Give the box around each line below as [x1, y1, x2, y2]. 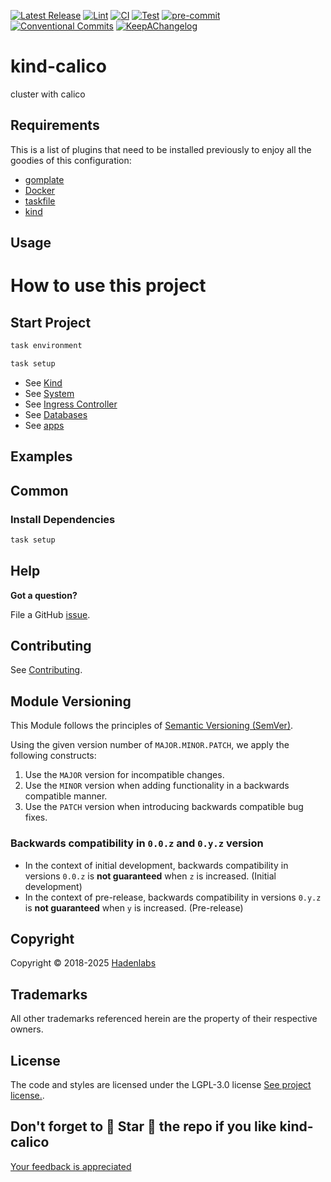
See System [24, 387, 75, 399]
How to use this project [10, 275, 207, 297]
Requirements [10, 117, 100, 134]
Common [10, 482, 69, 499]
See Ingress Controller [24, 398, 118, 410]
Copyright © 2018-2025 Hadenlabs [10, 957, 157, 969]
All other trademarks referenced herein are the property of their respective [10, 1013, 318, 1025]
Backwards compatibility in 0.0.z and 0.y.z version [10, 836, 264, 850]
